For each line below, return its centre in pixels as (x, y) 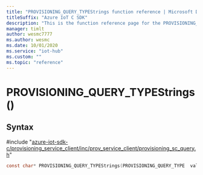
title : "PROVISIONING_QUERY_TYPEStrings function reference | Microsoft (100, 12)
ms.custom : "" (24, 57)
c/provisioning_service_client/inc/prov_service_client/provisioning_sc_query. (101, 148)
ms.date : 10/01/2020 (32, 46)
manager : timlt (25, 29)
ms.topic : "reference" (35, 62)
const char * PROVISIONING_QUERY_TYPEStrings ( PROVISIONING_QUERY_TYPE (96, 166)
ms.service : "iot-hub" (35, 51)
